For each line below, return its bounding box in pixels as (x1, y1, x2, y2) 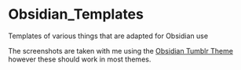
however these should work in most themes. (8, 54, 152, 64)
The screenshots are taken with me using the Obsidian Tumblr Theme (8, 46, 234, 55)
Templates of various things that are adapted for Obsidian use (8, 31, 209, 40)
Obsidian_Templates (8, 5, 144, 23)
